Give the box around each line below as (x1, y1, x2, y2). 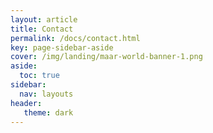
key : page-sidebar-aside (10, 42, 114, 53)
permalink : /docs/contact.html (10, 33, 141, 43)
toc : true (19, 71, 60, 81)
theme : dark (23, 107, 74, 118)
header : (10, 98, 43, 108)
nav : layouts (19, 89, 74, 99)
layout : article (10, 14, 78, 25)
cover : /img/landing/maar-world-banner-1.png (10, 52, 203, 62)
